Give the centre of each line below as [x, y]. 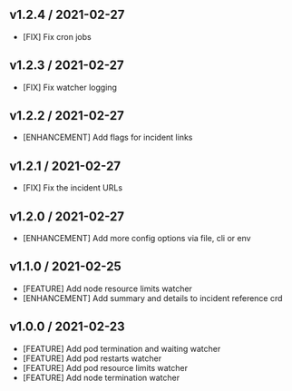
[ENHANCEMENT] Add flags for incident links [107, 137]
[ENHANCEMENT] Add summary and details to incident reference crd [152, 298]
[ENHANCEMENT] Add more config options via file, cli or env [136, 239]
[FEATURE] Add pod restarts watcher [92, 358]
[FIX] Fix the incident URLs [73, 188]
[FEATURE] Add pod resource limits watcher [105, 367]
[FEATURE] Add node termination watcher [101, 377]
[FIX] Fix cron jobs [57, 36]
